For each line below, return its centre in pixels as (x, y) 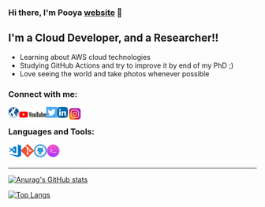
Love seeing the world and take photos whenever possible (114, 73)
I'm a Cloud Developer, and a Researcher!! (114, 38)
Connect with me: (43, 94)
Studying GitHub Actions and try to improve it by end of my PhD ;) (127, 65)
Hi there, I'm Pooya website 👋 (65, 13)
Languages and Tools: (51, 131)
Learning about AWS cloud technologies (85, 57)
